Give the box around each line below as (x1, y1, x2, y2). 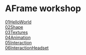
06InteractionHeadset (5, 45, 49, 51)
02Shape (5, 24, 23, 30)
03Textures (5, 29, 28, 35)
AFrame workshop (5, 3, 81, 14)
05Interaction (5, 39, 32, 45)
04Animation (5, 35, 31, 40)
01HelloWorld (5, 19, 32, 25)
